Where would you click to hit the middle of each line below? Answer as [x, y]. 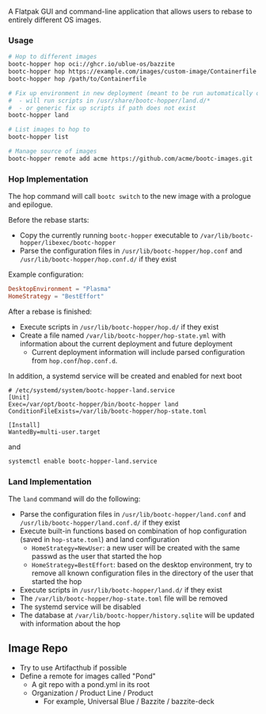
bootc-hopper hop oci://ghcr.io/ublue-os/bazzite [92, 64]
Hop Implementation [48, 179]
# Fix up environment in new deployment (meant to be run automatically [131, 93]
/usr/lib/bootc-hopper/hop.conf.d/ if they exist [98, 259]
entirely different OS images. [55, 20]
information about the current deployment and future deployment [126, 343]
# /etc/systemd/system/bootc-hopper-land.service [92, 390]
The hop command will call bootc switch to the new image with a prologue [130, 197]
